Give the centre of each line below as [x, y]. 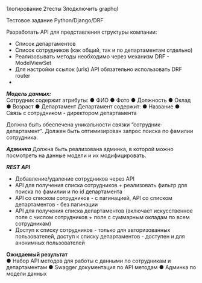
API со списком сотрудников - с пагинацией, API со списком [94, 198]
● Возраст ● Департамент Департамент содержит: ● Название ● [93, 107]
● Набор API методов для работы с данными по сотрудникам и [89, 261]
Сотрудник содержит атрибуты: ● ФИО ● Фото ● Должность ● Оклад [99, 100]
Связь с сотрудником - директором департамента [71, 113]
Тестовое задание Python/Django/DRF [55, 20]
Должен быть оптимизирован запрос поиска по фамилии [119, 131]
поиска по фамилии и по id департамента [68, 191]
